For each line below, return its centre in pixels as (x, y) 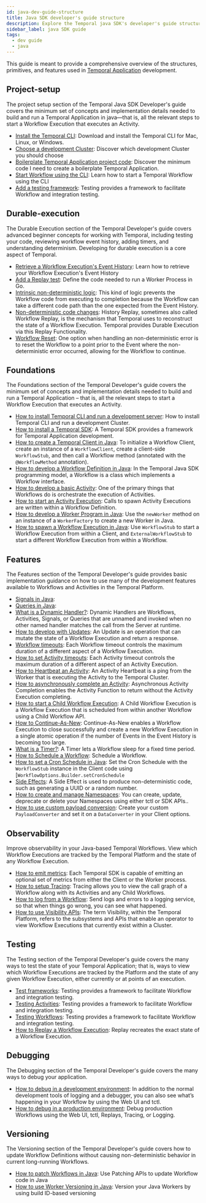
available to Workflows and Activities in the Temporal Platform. (85, 587)
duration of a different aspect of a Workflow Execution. (85, 651)
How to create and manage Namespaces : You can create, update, (98, 795)
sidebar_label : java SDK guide (46, 29)
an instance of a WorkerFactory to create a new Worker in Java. (95, 521)
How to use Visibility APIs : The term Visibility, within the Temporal (98, 912)
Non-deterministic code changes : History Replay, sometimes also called (106, 312)
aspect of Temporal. (32, 254)
